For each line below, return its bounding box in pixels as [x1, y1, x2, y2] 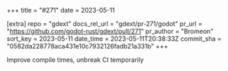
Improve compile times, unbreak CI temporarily [6, 56, 144, 64]
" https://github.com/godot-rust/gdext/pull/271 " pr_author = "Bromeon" [6, 27, 214, 35]
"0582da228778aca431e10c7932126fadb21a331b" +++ [6, 42, 168, 50]
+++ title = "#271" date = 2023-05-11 [6, 6, 115, 14]
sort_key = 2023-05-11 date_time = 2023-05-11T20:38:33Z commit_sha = [6, 34, 222, 43]
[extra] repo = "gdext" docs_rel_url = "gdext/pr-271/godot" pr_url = [6, 20, 203, 27]
